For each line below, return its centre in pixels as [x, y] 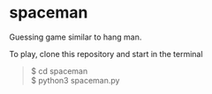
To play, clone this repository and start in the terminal [106, 54]
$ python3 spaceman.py [75, 80]
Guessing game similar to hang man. [76, 37]
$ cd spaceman [59, 71]
